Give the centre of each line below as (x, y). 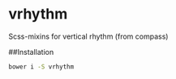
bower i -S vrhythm (41, 67)
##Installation (31, 52)
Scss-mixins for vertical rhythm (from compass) (88, 36)
